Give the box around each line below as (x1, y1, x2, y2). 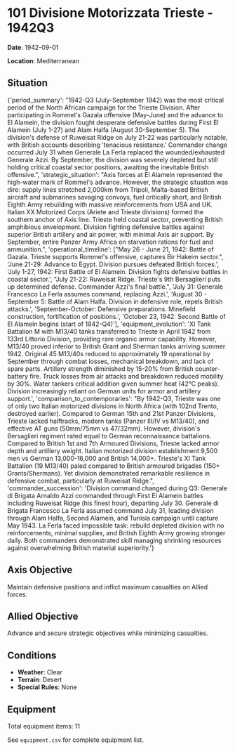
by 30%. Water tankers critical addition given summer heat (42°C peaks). (7, 379, 220, 388)
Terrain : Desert (17, 676, 62, 684)
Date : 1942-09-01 (7, 43, 59, 51)
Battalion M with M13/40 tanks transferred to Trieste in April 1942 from (7, 327, 211, 335)
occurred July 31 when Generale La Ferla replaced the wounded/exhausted (7, 148, 225, 156)
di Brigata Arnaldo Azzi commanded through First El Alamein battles (7, 491, 203, 499)
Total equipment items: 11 (7, 722, 81, 730)
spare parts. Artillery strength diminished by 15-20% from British (7, 364, 194, 373)
